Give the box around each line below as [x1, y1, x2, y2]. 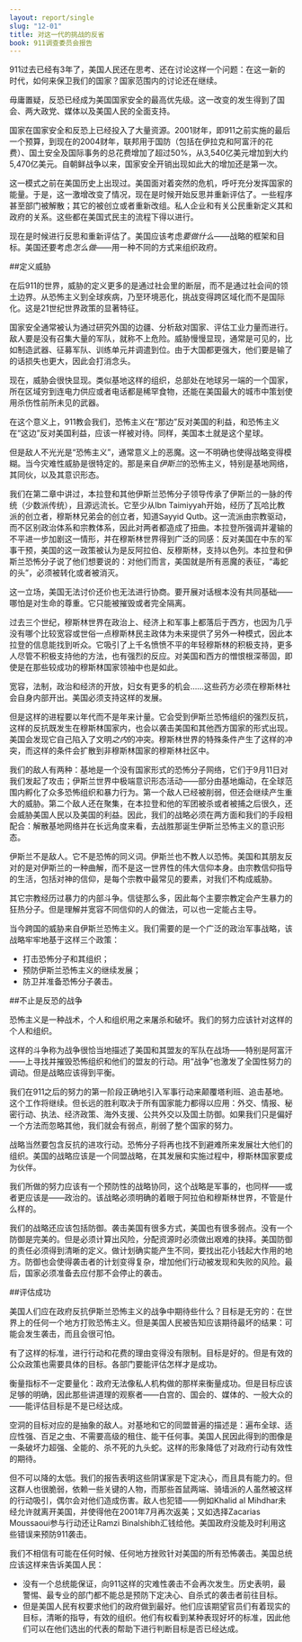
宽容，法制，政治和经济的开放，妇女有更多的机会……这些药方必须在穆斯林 [9, 681, 283, 692]
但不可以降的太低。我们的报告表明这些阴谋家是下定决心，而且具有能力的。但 [9, 1473, 293, 1483]
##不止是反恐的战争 [9, 995, 83, 1006]
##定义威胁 [9, 261, 51, 272]
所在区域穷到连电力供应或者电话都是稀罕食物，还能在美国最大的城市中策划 [9, 386, 285, 397]
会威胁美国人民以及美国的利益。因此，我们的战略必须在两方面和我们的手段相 [9, 810, 293, 821]
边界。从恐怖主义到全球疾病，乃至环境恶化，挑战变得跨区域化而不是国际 [16, 292, 285, 303]
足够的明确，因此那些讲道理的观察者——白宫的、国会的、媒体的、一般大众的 [9, 1389, 293, 1401]
